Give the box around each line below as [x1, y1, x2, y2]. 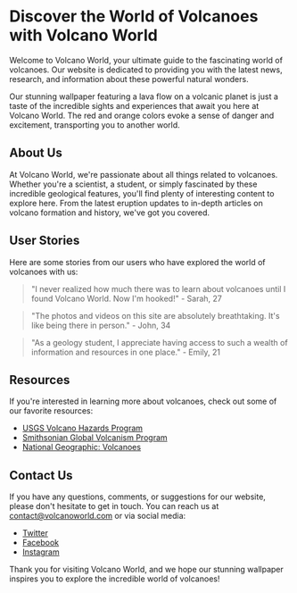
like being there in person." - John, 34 [30, 320, 171, 330]
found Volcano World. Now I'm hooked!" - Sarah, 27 [30, 293, 223, 304]
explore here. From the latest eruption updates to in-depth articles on [9, 197, 263, 208]
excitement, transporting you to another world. [9, 119, 180, 130]
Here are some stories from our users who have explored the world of [9, 256, 266, 267]
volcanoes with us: [9, 266, 78, 277]
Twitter [21, 528, 49, 539]
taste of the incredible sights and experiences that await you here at [9, 100, 260, 111]
